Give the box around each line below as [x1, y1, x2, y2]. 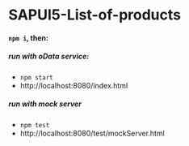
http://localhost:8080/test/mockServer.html [19, 128, 166, 138]
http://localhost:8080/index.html [19, 80, 128, 90]
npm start [19, 73, 54, 82]
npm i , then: [8, 32, 48, 42]
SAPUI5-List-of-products [8, 6, 182, 24]
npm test [19, 121, 50, 129]
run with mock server [8, 99, 82, 109]
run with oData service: [8, 51, 90, 62]
